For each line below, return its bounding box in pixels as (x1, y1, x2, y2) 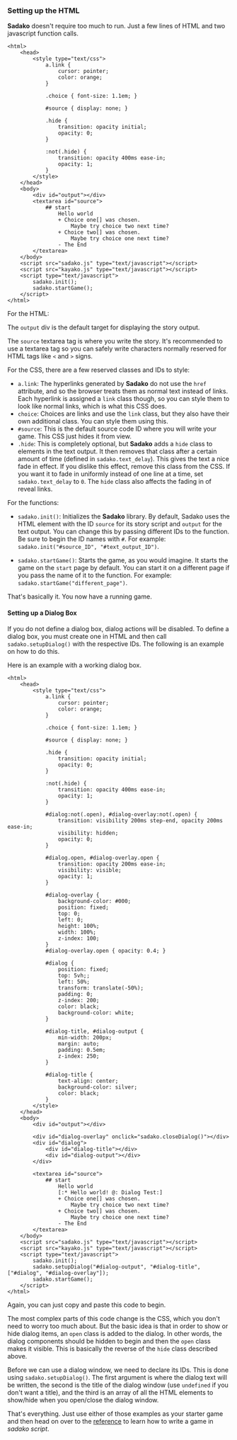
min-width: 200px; (57, 1033, 112, 1041)
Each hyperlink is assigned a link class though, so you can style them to (17, 395, 230, 403)
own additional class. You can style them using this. (17, 417, 168, 426)
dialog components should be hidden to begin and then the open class (7, 1337, 211, 1345)
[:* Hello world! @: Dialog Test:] (57, 1189, 163, 1196)
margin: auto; (57, 1040, 100, 1047)
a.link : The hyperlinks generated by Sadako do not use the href (17, 380, 207, 388)
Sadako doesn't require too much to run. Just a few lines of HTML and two (7, 22, 226, 30)
